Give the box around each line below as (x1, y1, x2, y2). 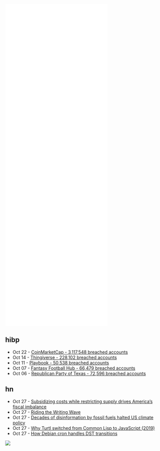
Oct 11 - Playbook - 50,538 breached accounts (12, 359, 109, 366)
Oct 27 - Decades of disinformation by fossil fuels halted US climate (12, 414, 153, 420)
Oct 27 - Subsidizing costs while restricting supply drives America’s (12, 398, 153, 404)
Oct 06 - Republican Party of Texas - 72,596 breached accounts (12, 370, 146, 376)
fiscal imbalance (12, 404, 47, 410)
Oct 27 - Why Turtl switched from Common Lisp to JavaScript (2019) (12, 425, 155, 431)
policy (12, 419, 26, 426)
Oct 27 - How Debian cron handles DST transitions (12, 430, 118, 436)
